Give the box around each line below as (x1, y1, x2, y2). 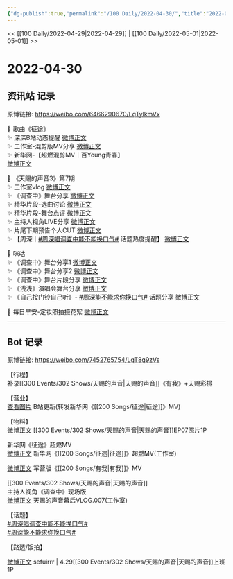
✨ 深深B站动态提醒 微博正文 (7, 133, 87, 141)
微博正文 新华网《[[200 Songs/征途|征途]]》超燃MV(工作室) (7, 449, 177, 458)
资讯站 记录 (7, 90, 55, 102)
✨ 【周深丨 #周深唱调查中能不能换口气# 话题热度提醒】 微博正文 (7, 234, 189, 243)
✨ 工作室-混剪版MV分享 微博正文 (7, 141, 102, 150)
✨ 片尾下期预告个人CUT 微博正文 (7, 226, 102, 234)
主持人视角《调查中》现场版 (7, 487, 87, 496)
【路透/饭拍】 (7, 543, 46, 551)
